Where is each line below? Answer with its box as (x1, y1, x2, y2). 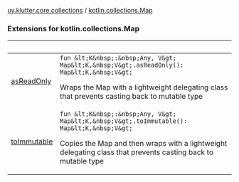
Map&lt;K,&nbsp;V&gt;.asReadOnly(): (59, 61, 184, 70)
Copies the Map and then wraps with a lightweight (59, 139, 228, 149)
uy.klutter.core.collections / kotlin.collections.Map (7, 6, 153, 14)
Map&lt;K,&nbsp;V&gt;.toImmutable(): (59, 117, 188, 125)
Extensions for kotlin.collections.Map (7, 23, 140, 33)
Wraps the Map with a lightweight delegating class (59, 82, 228, 92)
